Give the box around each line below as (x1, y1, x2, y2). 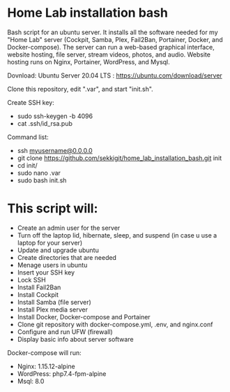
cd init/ (17, 161, 38, 169)
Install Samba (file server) (17, 298, 92, 306)
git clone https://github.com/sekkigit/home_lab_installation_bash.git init (17, 154, 222, 162)
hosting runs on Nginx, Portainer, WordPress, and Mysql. (7, 57, 171, 66)
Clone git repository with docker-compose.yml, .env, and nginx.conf (17, 320, 213, 328)
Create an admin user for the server (17, 224, 121, 232)
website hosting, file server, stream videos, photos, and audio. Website (7, 50, 211, 59)
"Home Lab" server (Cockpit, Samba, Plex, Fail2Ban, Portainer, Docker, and (7, 35, 223, 43)
